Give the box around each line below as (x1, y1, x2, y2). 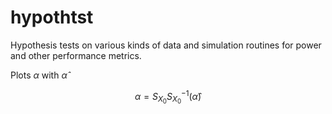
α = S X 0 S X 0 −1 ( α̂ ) (134, 88, 202, 106)
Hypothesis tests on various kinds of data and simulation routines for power (10, 39, 322, 51)
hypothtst (10, 6, 94, 29)
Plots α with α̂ (10, 69, 68, 81)
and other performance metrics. (10, 49, 142, 61)
